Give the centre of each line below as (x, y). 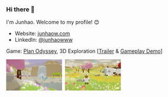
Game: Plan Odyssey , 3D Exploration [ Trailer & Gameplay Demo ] (84, 51)
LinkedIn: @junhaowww (43, 40)
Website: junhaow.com (42, 34)
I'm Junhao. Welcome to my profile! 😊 (53, 22)
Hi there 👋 (21, 9)
